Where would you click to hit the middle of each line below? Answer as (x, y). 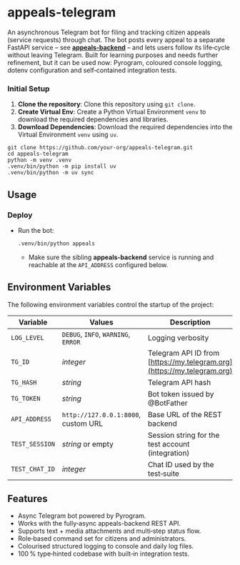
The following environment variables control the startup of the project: (111, 304)
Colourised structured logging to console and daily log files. (106, 546)
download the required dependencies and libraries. (93, 119)
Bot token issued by (181, 394)
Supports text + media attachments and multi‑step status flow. (109, 531)
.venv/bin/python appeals (56, 244)
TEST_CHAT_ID (33, 469)
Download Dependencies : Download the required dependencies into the (125, 127)
